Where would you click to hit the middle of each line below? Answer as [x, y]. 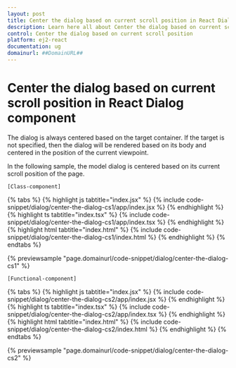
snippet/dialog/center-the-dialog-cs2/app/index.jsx [82, 299]
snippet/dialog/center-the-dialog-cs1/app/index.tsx [81, 222]
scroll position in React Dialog [96, 103]
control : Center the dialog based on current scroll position [100, 33]
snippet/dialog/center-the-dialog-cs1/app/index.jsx [81, 207]
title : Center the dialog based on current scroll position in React [111, 20]
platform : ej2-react [38, 40]
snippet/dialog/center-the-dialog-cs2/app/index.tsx [82, 314]
